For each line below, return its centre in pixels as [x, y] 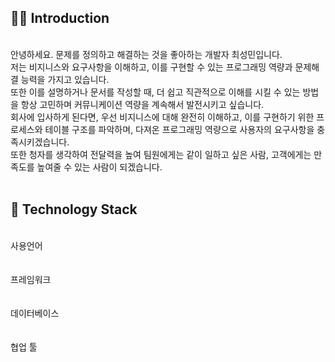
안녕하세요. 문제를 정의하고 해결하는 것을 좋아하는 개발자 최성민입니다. [146, 54]
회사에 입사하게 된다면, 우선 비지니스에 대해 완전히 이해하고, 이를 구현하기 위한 [162, 117]
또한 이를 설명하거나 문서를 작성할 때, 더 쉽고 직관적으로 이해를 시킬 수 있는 [155, 92]
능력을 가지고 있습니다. [65, 79]
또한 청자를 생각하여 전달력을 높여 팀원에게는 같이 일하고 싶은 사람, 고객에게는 [161, 154]
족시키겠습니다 [39, 142]
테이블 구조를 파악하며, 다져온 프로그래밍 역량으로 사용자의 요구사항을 [179, 129]
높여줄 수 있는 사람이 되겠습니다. [99, 167]
